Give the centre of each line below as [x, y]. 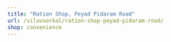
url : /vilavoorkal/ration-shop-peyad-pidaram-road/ [85, 21]
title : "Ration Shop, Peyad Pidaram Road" [71, 14]
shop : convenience [35, 27]
